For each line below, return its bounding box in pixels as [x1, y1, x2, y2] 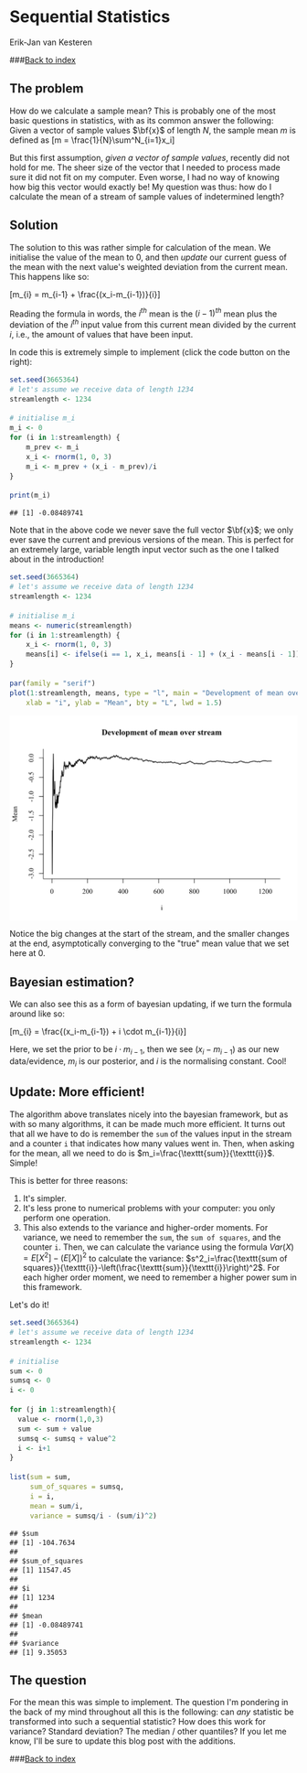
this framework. [22, 1282, 82, 1293]
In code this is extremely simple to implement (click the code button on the [9, 346, 291, 358]
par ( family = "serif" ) [9, 679, 96, 688]
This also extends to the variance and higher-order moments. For [22, 1221, 269, 1232]
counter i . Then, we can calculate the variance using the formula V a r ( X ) [22, 1241, 294, 1252]
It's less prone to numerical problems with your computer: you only [22, 1202, 276, 1213]
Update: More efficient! [9, 1084, 145, 1100]
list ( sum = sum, [9, 1473, 71, 1482]
